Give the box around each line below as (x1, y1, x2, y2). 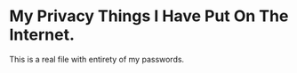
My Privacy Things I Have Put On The (9, 6, 289, 26)
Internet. (9, 25, 76, 45)
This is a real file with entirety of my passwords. (9, 54, 185, 64)
